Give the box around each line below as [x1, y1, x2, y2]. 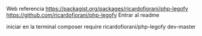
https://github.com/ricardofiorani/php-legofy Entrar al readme [6, 11, 159, 19]
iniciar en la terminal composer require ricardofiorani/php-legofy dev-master [6, 23, 196, 30]
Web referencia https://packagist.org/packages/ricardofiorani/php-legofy [6, 5, 188, 12]
